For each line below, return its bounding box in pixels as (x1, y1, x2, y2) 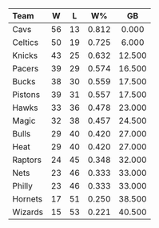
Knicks (12, 50, 38, 61)
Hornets (12, 193, 43, 204)
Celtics (12, 37, 38, 47)
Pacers (12, 63, 39, 74)
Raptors (12, 154, 42, 165)
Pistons (12, 89, 41, 100)
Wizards (12, 206, 44, 218)
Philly (12, 181, 34, 191)
